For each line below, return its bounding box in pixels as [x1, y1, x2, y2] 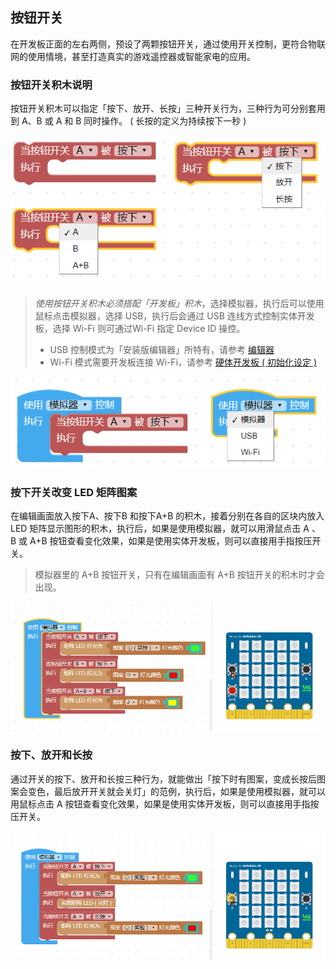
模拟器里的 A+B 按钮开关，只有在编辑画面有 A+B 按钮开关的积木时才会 [34, 569, 325, 581]
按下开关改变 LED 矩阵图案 [10, 485, 138, 499]
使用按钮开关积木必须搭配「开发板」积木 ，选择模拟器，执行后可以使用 [34, 298, 325, 310]
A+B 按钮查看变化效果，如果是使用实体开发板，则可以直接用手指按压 [29, 535, 313, 547]
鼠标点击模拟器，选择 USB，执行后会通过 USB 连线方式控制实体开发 [34, 310, 315, 322]
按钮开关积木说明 [10, 78, 93, 92]
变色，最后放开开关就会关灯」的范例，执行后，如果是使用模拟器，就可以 [27, 785, 326, 797]
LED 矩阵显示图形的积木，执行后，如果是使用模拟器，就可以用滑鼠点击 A [10, 523, 310, 535]
